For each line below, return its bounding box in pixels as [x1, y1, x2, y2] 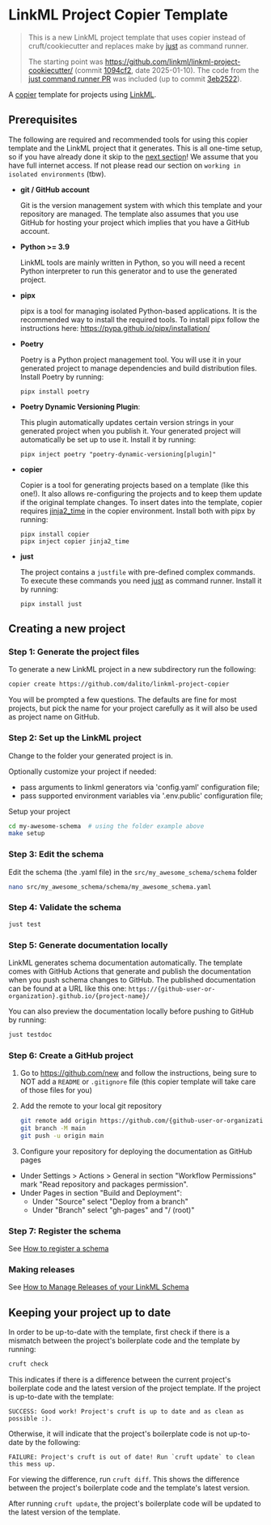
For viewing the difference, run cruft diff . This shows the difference [8, 1475, 240, 1485]
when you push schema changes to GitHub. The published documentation [8, 975, 256, 984]
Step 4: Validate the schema [8, 902, 121, 913]
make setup [8, 830, 45, 838]
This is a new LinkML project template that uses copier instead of [28, 32, 246, 42]
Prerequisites [8, 113, 78, 127]
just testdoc [8, 1030, 53, 1039]
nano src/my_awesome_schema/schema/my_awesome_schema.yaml [8, 882, 212, 891]
